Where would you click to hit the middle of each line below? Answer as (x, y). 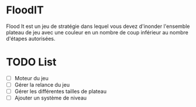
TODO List (31, 62)
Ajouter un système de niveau (50, 98)
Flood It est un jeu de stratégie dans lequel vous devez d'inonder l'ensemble (98, 26)
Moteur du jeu (31, 78)
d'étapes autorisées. (31, 38)
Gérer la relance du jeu (42, 84)
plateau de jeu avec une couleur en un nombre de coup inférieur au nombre (97, 32)
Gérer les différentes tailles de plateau (61, 91)
